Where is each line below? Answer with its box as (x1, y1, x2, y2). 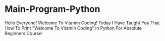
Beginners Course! (4, 30, 43, 36)
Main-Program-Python (4, 3, 100, 15)
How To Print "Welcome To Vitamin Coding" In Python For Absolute (4, 25, 142, 31)
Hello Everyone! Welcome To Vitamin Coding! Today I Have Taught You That (4, 20, 160, 26)
